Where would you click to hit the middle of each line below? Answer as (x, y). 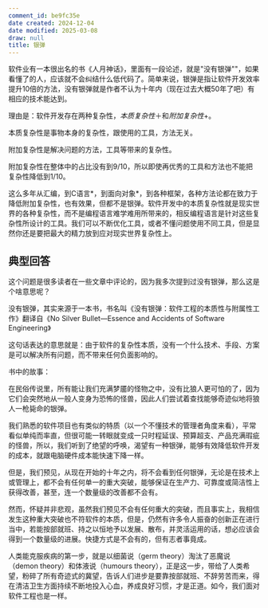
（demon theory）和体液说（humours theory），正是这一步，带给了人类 (126, 566)
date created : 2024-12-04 (51, 23)
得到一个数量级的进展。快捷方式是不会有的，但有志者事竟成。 (110, 539)
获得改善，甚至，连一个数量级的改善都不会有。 (85, 492)
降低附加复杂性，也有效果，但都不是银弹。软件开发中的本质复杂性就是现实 (130, 203)
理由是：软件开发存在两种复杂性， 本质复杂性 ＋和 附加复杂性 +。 (112, 116)
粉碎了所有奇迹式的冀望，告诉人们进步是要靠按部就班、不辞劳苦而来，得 (141, 575)
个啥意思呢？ (29, 291)
